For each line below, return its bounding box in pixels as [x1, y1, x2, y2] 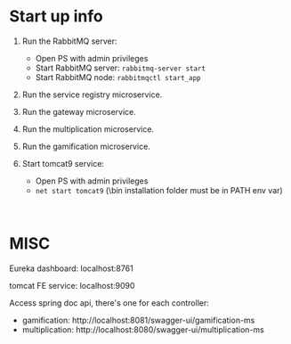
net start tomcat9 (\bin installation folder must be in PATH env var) [35, 184, 283, 195]
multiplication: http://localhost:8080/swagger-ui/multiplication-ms [21, 324, 264, 335]
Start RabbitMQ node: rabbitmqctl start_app [35, 71, 202, 82]
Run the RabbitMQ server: [21, 36, 117, 46]
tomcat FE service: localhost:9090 [9, 280, 135, 291]
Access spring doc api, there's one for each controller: [9, 297, 209, 308]
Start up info [9, 6, 104, 27]
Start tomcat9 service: [21, 158, 105, 168]
